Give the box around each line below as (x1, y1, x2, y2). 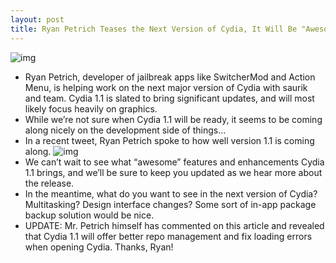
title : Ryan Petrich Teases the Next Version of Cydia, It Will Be (10, 24, 298, 34)
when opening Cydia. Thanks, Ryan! (24, 241, 174, 253)
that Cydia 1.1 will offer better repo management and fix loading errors (24, 230, 313, 242)
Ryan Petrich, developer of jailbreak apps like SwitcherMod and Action (24, 71, 316, 83)
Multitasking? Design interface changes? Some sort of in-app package (24, 198, 317, 210)
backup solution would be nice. (24, 209, 155, 221)
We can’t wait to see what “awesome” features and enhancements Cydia (24, 156, 325, 168)
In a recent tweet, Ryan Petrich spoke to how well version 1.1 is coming (24, 134, 315, 146)
